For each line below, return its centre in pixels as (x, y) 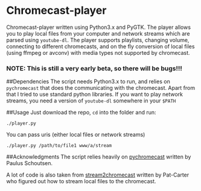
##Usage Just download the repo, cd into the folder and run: (81, 113)
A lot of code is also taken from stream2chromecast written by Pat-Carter (98, 175)
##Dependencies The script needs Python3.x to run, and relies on (88, 81)
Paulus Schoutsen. (30, 163)
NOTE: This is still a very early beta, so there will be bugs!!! (94, 68)
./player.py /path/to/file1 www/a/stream (59, 146)
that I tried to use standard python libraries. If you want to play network (94, 95)
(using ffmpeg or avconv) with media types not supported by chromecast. (98, 52)
